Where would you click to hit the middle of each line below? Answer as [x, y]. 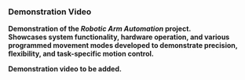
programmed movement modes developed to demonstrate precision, [123, 45]
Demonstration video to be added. [65, 69]
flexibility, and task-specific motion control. [81, 54]
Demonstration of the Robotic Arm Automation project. [100, 29]
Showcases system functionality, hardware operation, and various [119, 37]
